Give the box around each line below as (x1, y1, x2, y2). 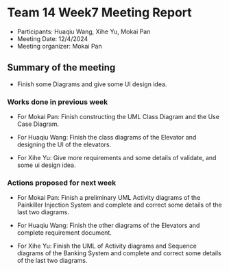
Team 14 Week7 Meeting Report (7, 5, 192, 21)
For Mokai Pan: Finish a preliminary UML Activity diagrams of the (16, 194, 201, 202)
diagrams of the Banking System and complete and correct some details (16, 249, 221, 257)
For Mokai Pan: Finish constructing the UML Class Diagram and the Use (16, 113, 219, 121)
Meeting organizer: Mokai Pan (16, 42, 102, 50)
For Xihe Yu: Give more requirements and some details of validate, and (16, 154, 217, 162)
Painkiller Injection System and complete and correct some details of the (16, 201, 222, 209)
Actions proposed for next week (7, 178, 117, 188)
